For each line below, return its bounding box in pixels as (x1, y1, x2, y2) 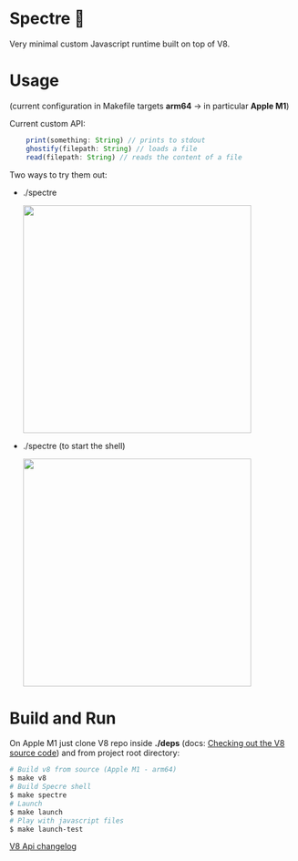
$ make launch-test (9, 825, 84, 834)
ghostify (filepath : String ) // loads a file (26, 144, 198, 153)
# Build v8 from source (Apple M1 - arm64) (9, 765, 178, 774)
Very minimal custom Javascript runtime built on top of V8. (9, 38, 231, 49)
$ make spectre (9, 791, 67, 800)
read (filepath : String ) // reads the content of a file (26, 152, 243, 162)
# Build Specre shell (9, 783, 92, 792)
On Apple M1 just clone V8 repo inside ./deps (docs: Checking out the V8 (9, 738, 285, 749)
